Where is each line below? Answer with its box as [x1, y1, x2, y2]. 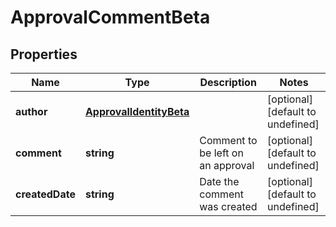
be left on [199, 146, 244, 160]
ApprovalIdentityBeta [84, 105, 190, 118]
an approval [199, 159, 255, 172]
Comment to [199, 134, 258, 147]
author [15, 105, 48, 118]
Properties [10, 46, 78, 63]
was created [199, 200, 258, 213]
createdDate [15, 187, 76, 201]
